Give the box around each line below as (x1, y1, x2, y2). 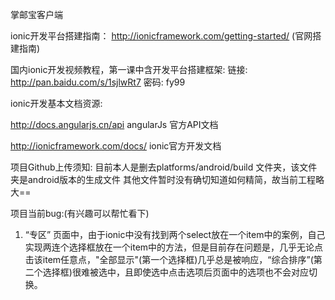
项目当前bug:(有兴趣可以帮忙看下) (10, 208, 150, 219)
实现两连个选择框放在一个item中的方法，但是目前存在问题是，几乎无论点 (24, 241, 324, 253)
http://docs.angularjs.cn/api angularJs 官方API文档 (10, 119, 219, 130)
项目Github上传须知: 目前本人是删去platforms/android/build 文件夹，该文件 (10, 161, 318, 173)
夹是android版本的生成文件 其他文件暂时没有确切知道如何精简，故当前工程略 (10, 174, 325, 185)
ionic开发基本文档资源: (10, 98, 103, 109)
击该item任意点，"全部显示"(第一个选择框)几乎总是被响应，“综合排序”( (24, 254, 314, 265)
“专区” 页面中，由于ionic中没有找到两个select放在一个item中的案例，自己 (24, 229, 326, 240)
